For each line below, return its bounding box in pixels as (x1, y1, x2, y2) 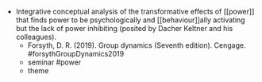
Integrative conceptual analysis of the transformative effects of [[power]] (15, 7, 255, 16)
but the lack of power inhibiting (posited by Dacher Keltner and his (15, 24, 233, 33)
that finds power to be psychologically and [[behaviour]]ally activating (15, 15, 245, 25)
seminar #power (27, 57, 82, 67)
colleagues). (15, 32, 57, 41)
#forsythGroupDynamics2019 (27, 49, 125, 58)
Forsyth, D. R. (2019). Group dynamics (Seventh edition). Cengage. (27, 41, 246, 50)
